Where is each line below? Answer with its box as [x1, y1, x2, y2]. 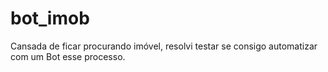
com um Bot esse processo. [10, 50, 126, 62]
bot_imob [10, 7, 90, 30]
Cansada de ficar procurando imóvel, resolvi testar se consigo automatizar [10, 40, 318, 52]
